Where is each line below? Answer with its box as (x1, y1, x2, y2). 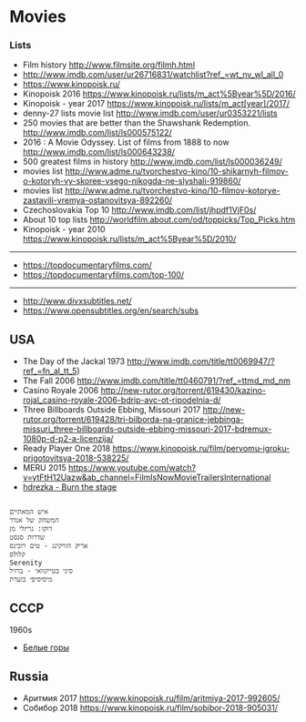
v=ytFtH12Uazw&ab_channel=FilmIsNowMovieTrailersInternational (22, 472, 271, 483)
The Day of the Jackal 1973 (22, 356, 126, 367)
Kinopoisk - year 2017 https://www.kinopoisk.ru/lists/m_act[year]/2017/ (22, 98, 290, 109)
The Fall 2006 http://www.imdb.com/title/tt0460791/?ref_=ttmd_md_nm (22, 375, 291, 386)
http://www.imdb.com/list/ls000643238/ (22, 147, 176, 158)
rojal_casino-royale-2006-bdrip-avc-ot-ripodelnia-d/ (22, 394, 221, 406)
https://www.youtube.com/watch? (67, 463, 197, 473)
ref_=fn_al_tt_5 (22, 366, 77, 377)
